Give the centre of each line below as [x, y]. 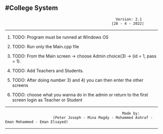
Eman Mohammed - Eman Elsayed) [37, 122]
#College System [32, 8]
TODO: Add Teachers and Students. [48, 71]
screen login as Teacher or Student [47, 100]
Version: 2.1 [129, 19]
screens [20, 85]
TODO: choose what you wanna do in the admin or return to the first [80, 95]
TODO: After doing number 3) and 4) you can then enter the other [78, 80]
